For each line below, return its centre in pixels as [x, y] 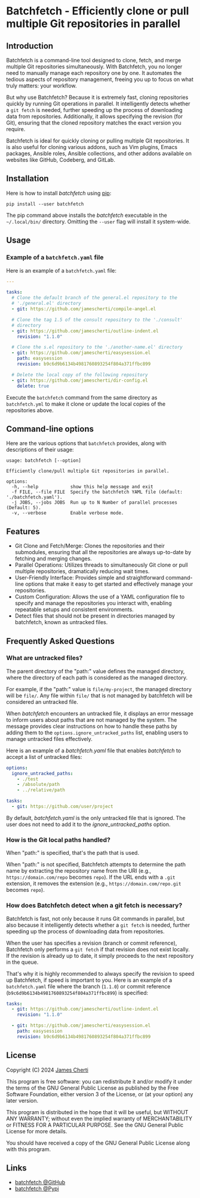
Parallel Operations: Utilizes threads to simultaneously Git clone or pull [101, 565]
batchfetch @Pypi [37, 1189]
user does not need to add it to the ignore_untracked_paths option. [88, 824]
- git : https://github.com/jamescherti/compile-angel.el [84, 309]
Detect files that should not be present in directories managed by [95, 616]
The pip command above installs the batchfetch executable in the [87, 215]
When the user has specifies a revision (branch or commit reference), [92, 943]
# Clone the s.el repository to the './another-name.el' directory [97, 347]
